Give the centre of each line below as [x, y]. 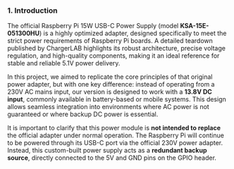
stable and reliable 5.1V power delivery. [64, 63]
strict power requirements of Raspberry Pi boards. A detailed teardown [110, 41]
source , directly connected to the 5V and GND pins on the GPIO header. [112, 158]
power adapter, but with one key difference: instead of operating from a [111, 84]
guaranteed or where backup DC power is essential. [83, 114]
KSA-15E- [195, 26]
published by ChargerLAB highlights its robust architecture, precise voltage [116, 49]
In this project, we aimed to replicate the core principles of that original [110, 77]
